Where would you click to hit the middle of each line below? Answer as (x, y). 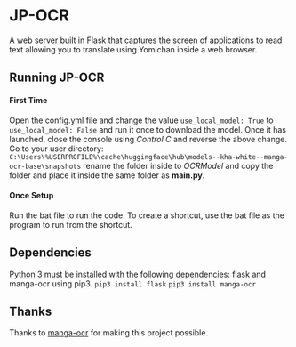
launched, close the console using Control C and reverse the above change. (148, 139)
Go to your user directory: (56, 149)
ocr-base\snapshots (45, 166)
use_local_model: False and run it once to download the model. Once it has (148, 129)
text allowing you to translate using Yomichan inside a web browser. (133, 49)
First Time (28, 100)
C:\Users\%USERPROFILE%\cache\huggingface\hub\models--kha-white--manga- (149, 157)
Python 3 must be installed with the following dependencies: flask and (138, 274)
